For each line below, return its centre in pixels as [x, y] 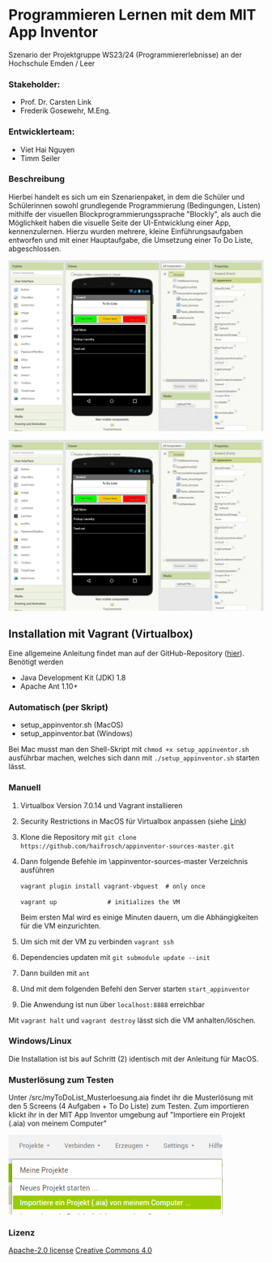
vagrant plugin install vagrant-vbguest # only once [113, 886]
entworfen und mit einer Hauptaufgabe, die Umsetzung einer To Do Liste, [131, 240]
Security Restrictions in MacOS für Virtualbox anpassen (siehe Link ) [133, 821]
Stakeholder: [34, 84]
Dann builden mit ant [55, 973]
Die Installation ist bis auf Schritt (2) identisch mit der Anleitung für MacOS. [134, 1058]
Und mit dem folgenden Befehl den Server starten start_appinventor [135, 988]
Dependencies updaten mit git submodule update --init [115, 957]
